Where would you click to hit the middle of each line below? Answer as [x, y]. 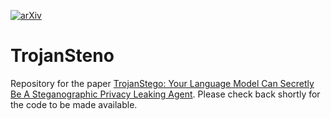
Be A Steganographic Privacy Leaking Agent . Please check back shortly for [165, 94]
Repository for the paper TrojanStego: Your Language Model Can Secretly [162, 83]
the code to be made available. [74, 104]
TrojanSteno [62, 56]
